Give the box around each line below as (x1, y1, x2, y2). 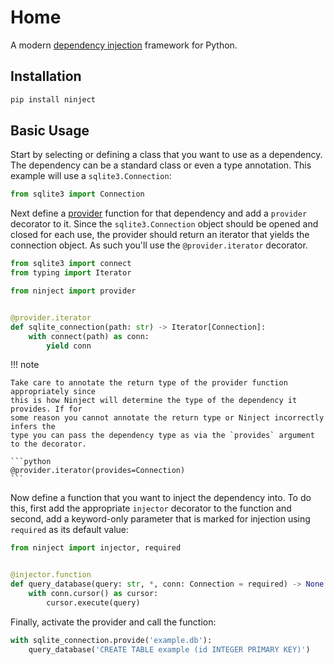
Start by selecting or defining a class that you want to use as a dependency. (10, 149, 323, 161)
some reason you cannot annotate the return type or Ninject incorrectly (10, 413, 325, 423)
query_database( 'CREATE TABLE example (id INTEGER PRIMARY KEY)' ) (28, 644, 311, 655)
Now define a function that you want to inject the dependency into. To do (10, 492, 312, 504)
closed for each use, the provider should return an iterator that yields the (10, 229, 310, 241)
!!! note (10, 359, 40, 371)
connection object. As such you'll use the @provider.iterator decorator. (10, 239, 308, 251)
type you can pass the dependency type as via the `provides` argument (10, 431, 315, 441)
